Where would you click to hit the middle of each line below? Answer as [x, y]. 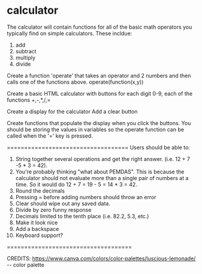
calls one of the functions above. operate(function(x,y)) [75, 82]
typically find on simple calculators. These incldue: [70, 33]
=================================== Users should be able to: [99, 147]
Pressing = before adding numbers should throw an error [86, 197]
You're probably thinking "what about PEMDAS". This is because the [100, 172]
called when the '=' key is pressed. [50, 136]
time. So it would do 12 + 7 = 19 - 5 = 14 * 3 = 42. [76, 184]
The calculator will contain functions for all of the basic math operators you [100, 27]
